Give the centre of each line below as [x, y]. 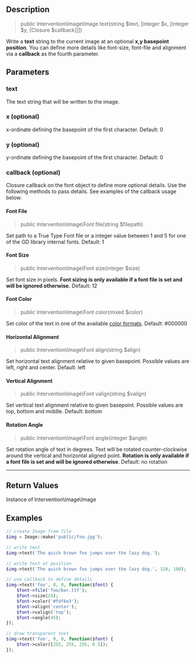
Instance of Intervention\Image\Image [51, 499]
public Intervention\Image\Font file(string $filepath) [82, 224]
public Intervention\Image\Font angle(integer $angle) [84, 438]
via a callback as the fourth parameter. [53, 54]
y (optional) [23, 145]
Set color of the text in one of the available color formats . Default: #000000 [97, 323]
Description [28, 10]
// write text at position [39, 563]
